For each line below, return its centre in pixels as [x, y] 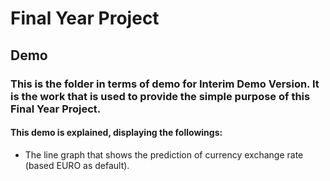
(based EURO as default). [77, 165]
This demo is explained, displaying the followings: [116, 133]
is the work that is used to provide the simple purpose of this [160, 96]
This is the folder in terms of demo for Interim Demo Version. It [165, 84]
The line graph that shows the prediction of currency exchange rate [164, 154]
